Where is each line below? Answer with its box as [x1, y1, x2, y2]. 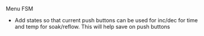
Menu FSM [6, 5, 34, 12]
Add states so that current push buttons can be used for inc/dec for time [14, 17, 198, 23]
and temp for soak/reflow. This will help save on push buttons [14, 23, 170, 30]
